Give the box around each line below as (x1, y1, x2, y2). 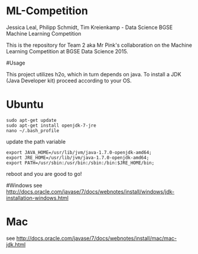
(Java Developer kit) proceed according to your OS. (6, 77, 132, 84)
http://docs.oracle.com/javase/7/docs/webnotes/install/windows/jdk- (6, 188, 175, 195)
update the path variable (6, 138, 66, 145)
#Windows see (6, 182, 43, 189)
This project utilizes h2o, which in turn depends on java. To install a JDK (6, 70, 181, 78)
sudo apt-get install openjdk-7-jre (6, 123, 96, 128)
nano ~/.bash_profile (6, 127, 60, 134)
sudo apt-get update (6, 117, 57, 123)
